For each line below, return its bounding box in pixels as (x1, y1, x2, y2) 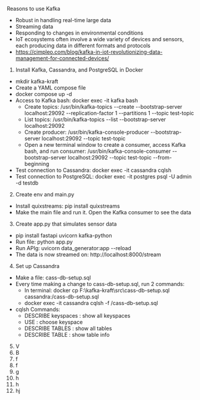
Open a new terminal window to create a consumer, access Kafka (24, 141, 186, 148)
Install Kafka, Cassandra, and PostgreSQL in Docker (15, 66, 144, 73)
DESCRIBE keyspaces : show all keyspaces (24, 312, 131, 319)
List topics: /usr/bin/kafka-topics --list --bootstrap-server (24, 116, 167, 123)
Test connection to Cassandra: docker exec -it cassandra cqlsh (15, 167, 172, 174)
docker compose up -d (15, 91, 72, 97)
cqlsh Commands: (15, 306, 60, 313)
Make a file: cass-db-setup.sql (15, 274, 91, 281)
